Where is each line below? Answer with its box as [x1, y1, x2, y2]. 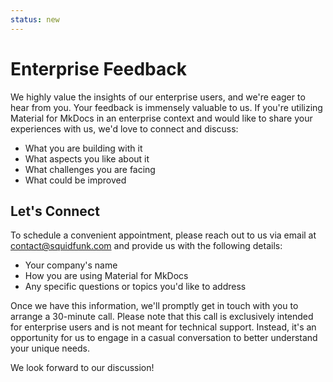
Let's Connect [10, 202, 100, 220]
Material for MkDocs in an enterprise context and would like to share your [10, 112, 313, 124]
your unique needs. [10, 342, 90, 355]
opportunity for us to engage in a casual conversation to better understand [10, 332, 318, 344]
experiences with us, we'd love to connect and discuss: [10, 122, 239, 135]
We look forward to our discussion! [10, 362, 155, 374]
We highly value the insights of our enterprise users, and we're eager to [10, 91, 306, 103]
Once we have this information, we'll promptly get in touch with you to [10, 300, 299, 312]
